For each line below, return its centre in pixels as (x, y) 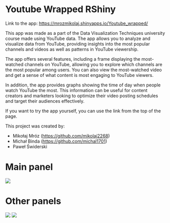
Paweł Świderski (30, 146)
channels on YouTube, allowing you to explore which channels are (93, 64)
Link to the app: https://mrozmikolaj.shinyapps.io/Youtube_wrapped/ (77, 23)
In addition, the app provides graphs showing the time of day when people (83, 85)
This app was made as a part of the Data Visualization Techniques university (85, 33)
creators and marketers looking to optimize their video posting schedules (82, 96)
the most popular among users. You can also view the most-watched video (84, 70)
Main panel (29, 167)
